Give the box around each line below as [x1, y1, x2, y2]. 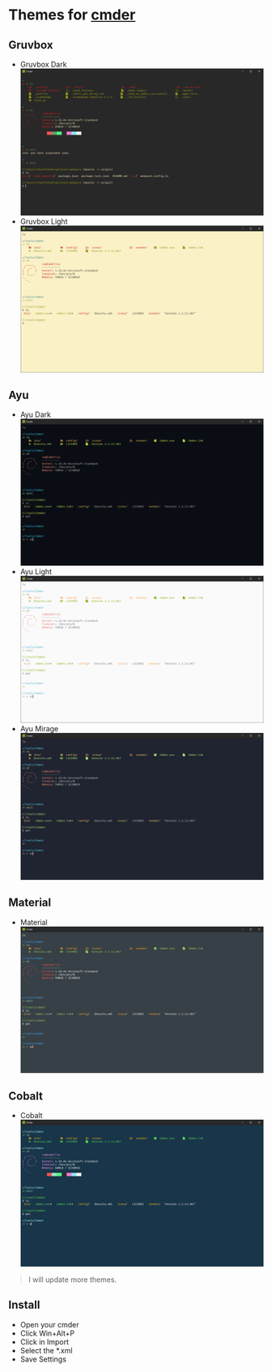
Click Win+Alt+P [19, 1328, 75, 1338]
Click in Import [19, 1336, 70, 1347]
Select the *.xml [19, 1345, 73, 1355]
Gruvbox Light [19, 217, 68, 226]
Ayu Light [19, 567, 53, 577]
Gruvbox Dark [19, 59, 67, 69]
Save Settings [19, 1354, 67, 1364]
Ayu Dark [19, 409, 51, 419]
